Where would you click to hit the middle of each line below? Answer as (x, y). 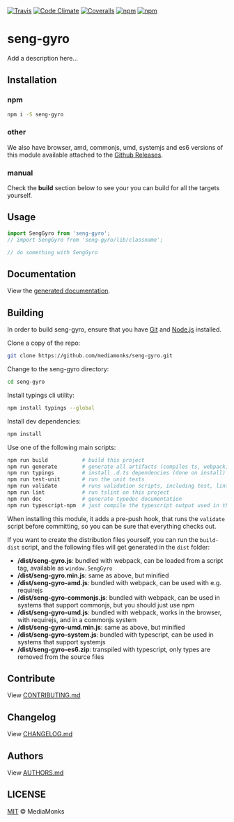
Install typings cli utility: (41, 395)
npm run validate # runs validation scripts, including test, (110, 486)
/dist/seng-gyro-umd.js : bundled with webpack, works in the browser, (119, 612)
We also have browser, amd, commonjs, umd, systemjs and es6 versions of (115, 147)
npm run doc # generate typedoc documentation (95, 499)
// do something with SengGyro (53, 252)
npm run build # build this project (76, 460)
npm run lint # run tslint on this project (88, 493)
